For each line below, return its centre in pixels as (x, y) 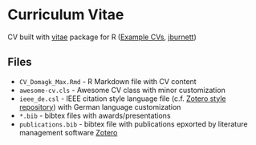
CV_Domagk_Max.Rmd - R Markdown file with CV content (108, 81)
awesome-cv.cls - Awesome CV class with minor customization (122, 90)
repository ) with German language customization (100, 107)
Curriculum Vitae (66, 15)
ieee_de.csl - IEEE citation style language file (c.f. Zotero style (122, 99)
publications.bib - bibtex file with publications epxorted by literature (133, 124)
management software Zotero (68, 132)
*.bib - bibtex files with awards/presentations (95, 115)
